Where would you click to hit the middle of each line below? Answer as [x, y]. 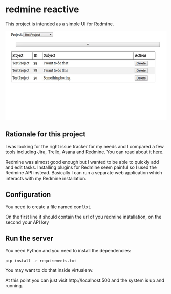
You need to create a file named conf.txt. [48, 207]
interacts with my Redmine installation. [46, 179]
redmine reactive [42, 9]
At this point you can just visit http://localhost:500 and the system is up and [85, 280]
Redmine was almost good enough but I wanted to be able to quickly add [82, 162]
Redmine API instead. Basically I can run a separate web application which [84, 173]
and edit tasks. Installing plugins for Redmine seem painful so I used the [81, 167]
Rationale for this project [46, 134]
